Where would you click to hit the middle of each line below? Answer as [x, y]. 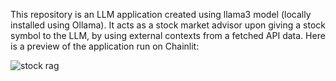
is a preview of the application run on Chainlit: [105, 46]
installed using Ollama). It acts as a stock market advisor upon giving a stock [168, 25]
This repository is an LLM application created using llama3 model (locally [161, 14]
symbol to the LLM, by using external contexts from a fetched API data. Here [168, 35]
